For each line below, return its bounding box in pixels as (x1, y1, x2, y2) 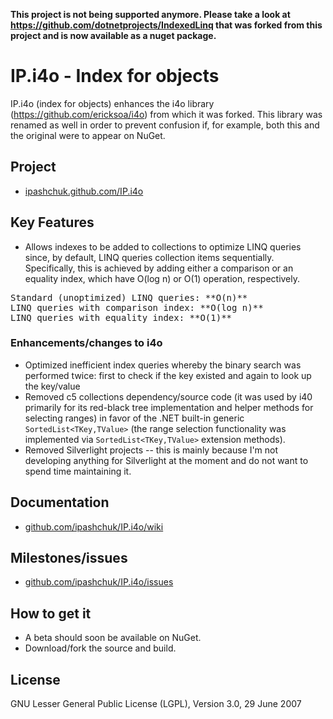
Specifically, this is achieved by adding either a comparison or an (24, 262, 294, 274)
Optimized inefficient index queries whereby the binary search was (24, 359, 302, 371)
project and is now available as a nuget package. (10, 30, 217, 41)
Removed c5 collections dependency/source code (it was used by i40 (24, 390, 313, 403)
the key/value (24, 380, 81, 392)
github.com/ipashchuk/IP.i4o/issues (24, 576, 174, 588)
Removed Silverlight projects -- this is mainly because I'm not (24, 444, 279, 456)
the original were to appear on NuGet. (10, 129, 166, 141)
